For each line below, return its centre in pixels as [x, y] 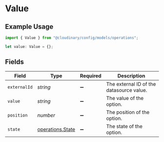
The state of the [124, 126]
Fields [15, 62]
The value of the [125, 98]
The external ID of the [131, 84]
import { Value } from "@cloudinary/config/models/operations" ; [72, 38]
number [46, 115]
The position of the [128, 112]
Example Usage [29, 27]
